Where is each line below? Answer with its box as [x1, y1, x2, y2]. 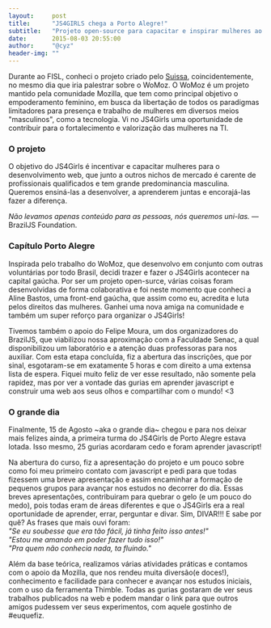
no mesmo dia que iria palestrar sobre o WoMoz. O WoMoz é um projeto [8, 80, 249, 90]
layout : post [8, 11, 67, 20]
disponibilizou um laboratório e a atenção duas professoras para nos [8, 343, 237, 352]
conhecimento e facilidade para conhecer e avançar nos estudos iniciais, [8, 575, 252, 586]
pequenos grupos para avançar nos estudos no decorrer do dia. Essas [8, 483, 244, 493]
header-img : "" [8, 49, 60, 57]
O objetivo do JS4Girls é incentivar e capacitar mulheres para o [8, 162, 220, 171]
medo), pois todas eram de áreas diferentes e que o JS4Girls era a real [8, 500, 245, 510]
